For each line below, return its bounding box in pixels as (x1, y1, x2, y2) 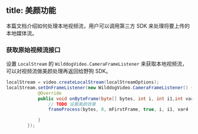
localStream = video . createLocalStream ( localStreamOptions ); (6, 79, 160, 85)
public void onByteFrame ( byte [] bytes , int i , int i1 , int (37, 96, 183, 102)
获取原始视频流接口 (6, 46, 61, 54)
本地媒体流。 (6, 29, 37, 36)
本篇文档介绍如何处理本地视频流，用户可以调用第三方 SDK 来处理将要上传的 (6, 22, 190, 29)
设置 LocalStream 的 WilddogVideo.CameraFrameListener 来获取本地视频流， (6, 61, 187, 68)
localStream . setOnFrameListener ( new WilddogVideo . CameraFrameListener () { (6, 85, 194, 91)
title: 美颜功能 (6, 5, 57, 16)
